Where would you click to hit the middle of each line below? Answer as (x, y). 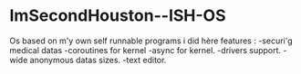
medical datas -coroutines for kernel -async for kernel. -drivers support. (145, 50)
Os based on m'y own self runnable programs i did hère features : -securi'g (151, 41)
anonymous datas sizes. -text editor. (98, 60)
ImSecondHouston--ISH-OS (118, 16)
